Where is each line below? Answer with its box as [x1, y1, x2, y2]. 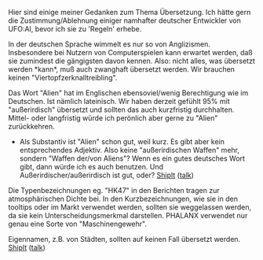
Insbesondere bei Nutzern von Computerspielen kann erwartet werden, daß [8, 48, 253, 57]
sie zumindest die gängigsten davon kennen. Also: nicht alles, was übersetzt [8, 56, 255, 65]
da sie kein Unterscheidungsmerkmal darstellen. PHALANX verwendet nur [8, 211, 248, 220]
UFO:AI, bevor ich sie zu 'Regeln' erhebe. [8, 24, 142, 33]
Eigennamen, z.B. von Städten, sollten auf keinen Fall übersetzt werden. [8, 235, 241, 243]
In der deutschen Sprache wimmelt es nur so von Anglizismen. [8, 39, 210, 49]
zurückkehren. [8, 122, 55, 131]
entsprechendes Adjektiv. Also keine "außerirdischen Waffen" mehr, [19, 146, 239, 154]
